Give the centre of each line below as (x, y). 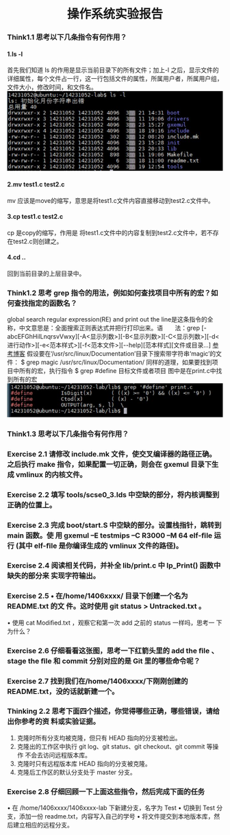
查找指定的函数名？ (46, 303)
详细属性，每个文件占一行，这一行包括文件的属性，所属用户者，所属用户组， (115, 79)
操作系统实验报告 (115, 14)
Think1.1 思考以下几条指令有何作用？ (67, 37)
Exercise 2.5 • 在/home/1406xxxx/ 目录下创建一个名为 (98, 596)
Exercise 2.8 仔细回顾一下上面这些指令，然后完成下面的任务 (106, 791)
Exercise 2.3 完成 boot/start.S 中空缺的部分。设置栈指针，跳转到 (114, 525)
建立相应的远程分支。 (43, 825)
